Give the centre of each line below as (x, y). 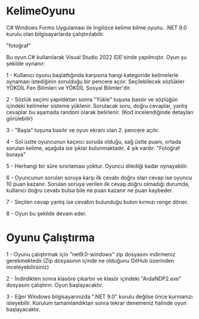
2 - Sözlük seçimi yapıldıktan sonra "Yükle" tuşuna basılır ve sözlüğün (92, 99)
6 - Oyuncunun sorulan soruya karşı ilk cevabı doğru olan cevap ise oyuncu (99, 177)
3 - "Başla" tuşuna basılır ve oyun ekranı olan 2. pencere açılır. (83, 130)
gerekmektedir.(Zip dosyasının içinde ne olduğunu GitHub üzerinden (90, 260)
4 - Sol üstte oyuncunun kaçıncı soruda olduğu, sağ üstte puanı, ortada (94, 141)
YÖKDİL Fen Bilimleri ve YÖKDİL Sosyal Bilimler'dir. (69, 87)
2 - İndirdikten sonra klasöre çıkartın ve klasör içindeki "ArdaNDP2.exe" (94, 278)
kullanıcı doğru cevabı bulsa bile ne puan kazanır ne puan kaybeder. (90, 190)
